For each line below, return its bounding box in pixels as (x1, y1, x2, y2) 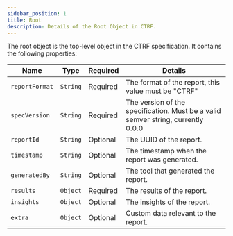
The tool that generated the (126, 166, 215, 176)
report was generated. (126, 155, 198, 165)
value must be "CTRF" (126, 86, 198, 96)
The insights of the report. (126, 197, 210, 207)
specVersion (10, 112, 51, 119)
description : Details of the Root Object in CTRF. (7, 23, 157, 30)
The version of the (126, 98, 186, 108)
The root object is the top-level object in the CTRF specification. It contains (7, 42, 222, 51)
